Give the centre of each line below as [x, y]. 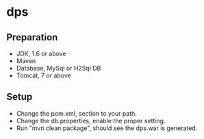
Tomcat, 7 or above [43, 75]
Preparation [32, 37]
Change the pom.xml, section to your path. [77, 113]
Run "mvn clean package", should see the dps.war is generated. [107, 128]
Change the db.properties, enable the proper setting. [91, 121]
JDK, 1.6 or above [41, 53]
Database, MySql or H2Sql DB [59, 68]
